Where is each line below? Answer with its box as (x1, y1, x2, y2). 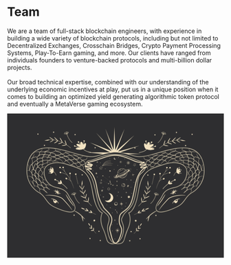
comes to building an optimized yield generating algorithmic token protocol (7, 92, 220, 100)
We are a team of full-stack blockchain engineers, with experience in (7, 27, 202, 35)
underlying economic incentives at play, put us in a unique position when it (7, 85, 219, 93)
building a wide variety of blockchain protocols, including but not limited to (7, 34, 219, 42)
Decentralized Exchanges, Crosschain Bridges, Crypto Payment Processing (7, 41, 221, 49)
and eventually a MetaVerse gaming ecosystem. (7, 100, 143, 108)
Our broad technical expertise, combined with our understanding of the (7, 78, 209, 86)
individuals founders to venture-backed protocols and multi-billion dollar (7, 56, 212, 64)
